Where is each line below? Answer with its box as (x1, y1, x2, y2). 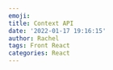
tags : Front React (8, 42, 70, 50)
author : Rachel (8, 34, 60, 43)
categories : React (8, 49, 70, 57)
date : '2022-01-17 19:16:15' (8, 27, 107, 35)
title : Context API (8, 19, 74, 27)
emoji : (8, 11, 31, 20)
